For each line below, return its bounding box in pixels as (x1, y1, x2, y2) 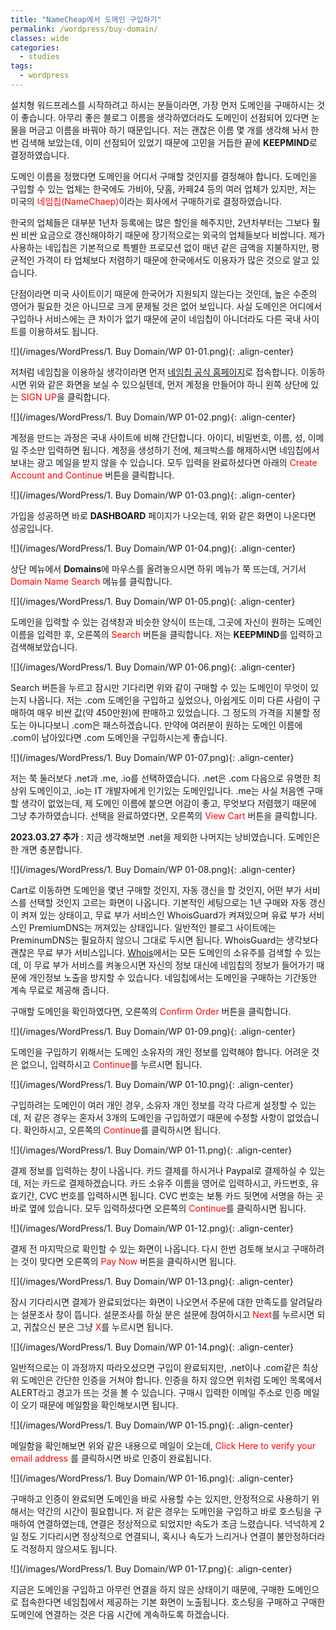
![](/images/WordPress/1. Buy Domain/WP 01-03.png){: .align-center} (10, 489, 296, 501)
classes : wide (10, 33, 70, 43)
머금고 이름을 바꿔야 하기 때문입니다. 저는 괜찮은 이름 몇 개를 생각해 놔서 (28, 124, 309, 136)
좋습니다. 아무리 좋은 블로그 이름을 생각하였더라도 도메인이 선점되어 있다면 (20, 111, 310, 123)
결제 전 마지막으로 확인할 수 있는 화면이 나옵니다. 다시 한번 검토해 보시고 (10, 1242, 290, 1255)
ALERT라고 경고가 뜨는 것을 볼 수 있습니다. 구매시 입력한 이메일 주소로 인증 (10, 1386, 302, 1398)
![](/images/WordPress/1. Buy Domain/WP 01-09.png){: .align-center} (10, 1025, 296, 1037)
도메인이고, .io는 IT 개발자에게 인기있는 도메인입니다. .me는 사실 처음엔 (28, 784, 305, 796)
